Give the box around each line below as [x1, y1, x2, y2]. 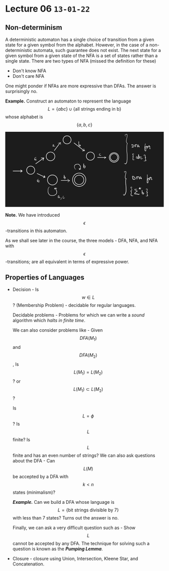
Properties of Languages [5, 273, 84, 282]
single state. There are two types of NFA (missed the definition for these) [5, 58, 156, 64]
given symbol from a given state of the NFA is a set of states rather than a [5, 53, 158, 59]
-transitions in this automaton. [5, 228, 67, 234]
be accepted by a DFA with [12, 473, 69, 480]
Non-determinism [5, 23, 62, 32]
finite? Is [12, 436, 30, 442]
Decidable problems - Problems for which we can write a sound [12, 312, 145, 318]
